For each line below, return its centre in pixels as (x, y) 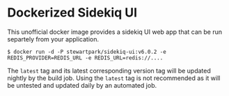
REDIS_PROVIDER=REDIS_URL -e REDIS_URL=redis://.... (85, 58)
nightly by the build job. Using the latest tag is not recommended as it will (114, 78)
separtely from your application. (53, 39)
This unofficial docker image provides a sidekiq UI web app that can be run (115, 32)
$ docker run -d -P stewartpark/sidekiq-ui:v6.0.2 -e (87, 52)
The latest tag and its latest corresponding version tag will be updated (109, 70)
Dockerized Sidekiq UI (72, 13)
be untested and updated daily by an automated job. (82, 85)
